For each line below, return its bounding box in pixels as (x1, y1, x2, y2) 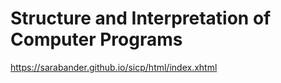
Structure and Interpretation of (10, 7, 272, 30)
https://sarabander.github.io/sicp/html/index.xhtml (10, 61, 218, 73)
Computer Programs (10, 28, 183, 51)
